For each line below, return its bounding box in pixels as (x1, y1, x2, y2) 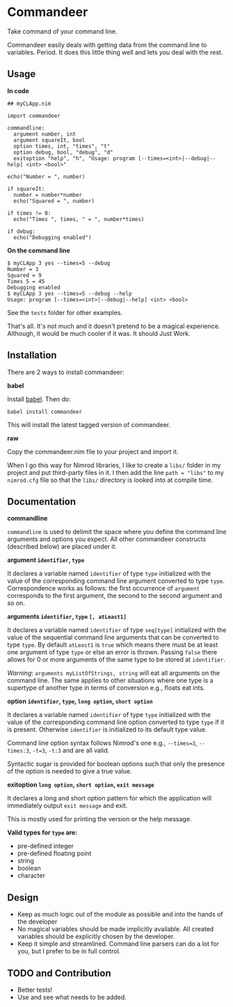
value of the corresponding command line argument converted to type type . (7, 577, 225, 585)
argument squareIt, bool (13, 136, 86, 143)
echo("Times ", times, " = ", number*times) (13, 216, 145, 223)
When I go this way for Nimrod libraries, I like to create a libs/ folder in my (7, 460, 221, 469)
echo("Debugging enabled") (13, 234, 92, 241)
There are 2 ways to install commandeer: (7, 368, 124, 376)
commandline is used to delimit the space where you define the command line (7, 528, 227, 536)
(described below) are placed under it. (7, 542, 117, 551)
